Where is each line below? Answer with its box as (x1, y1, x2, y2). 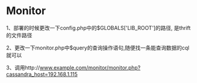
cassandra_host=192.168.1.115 (6, 71, 78, 78)
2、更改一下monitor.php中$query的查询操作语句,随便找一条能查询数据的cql (6, 44, 189, 51)
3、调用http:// (6, 64, 40, 71)
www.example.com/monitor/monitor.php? (39, 64, 141, 71)
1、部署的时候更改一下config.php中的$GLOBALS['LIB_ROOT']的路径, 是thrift (6, 24, 191, 31)
